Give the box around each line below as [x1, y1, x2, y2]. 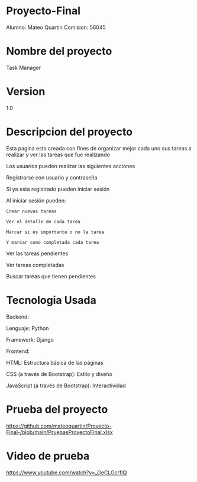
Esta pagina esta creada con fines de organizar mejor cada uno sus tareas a [6, 144, 192, 152]
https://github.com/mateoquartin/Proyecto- [6, 422, 112, 429]
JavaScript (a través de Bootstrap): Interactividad [6, 382, 126, 389]
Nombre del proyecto [6, 44, 112, 58]
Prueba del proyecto [6, 403, 108, 416]
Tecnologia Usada [6, 293, 96, 307]
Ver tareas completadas [6, 261, 64, 268]
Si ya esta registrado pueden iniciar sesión [6, 185, 110, 192]
